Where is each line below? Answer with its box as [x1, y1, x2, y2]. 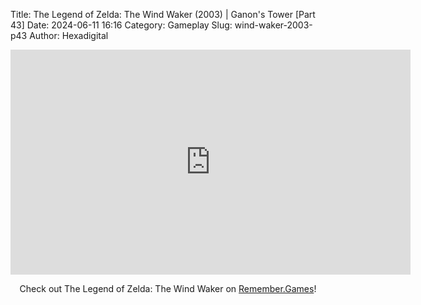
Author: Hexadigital [29, 30, 109, 41]
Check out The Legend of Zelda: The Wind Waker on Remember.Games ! [19, 283, 317, 294]
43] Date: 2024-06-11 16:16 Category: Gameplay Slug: [10, 19, 233, 31]
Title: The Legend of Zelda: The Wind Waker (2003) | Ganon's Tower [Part [10, 9, 316, 20]
